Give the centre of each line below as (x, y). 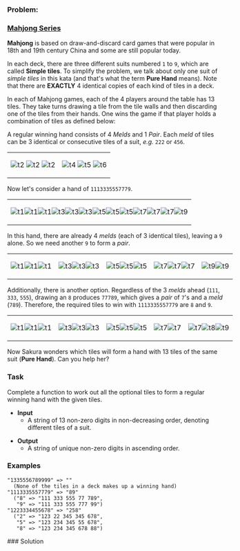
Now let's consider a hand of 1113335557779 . (70, 189)
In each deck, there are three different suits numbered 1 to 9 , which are (108, 64)
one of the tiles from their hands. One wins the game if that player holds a (112, 114)
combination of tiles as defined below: (61, 121)
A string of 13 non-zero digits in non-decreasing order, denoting (118, 420)
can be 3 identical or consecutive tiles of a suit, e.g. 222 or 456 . (96, 142)
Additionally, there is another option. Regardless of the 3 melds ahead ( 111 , (114, 290)
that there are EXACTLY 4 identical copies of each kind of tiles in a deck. (111, 86)
